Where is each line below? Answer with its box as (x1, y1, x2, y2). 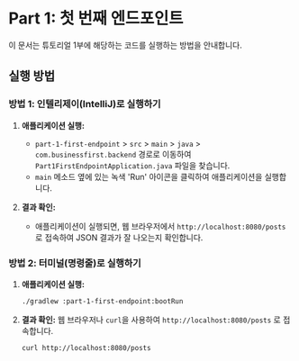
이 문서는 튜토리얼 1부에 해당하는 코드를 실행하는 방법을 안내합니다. (8, 40, 242, 50)
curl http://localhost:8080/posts (21, 343, 151, 352)
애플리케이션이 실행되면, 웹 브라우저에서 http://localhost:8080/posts (34, 221, 286, 231)
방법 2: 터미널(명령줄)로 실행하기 (8, 257, 141, 269)
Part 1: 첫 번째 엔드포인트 (8, 8, 184, 29)
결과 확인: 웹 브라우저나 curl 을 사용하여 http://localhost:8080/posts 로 (21, 314, 281, 325)
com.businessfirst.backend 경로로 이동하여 (34, 149, 192, 159)
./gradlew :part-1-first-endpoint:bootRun (21, 296, 184, 306)
